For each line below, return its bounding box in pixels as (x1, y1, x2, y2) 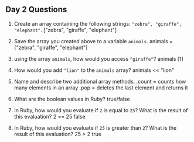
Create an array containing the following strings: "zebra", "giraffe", (13, 20, 182, 27)
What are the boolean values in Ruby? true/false (13, 95, 130, 102)
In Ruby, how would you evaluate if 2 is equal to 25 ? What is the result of (13, 106, 188, 113)
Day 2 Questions (5, 5, 67, 15)
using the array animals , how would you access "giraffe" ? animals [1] (13, 55, 184, 62)
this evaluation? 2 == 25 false (13, 113, 86, 120)
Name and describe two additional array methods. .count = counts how (13, 78, 186, 85)
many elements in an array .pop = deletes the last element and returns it (13, 84, 188, 91)
